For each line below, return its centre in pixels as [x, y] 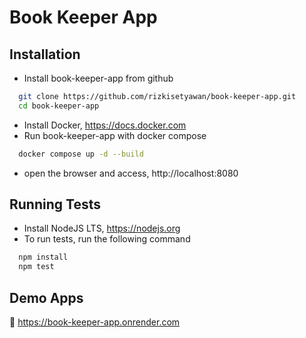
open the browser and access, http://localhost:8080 [131, 173]
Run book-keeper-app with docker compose [115, 135]
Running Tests [55, 204]
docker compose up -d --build [81, 154]
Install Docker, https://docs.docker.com [105, 125]
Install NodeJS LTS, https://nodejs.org [102, 228]
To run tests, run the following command [107, 239]
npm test [36, 267]
